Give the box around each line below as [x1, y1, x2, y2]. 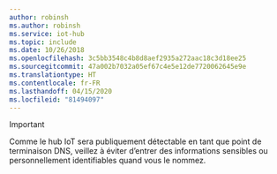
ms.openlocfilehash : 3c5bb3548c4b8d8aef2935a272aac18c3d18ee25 [9, 54, 247, 63]
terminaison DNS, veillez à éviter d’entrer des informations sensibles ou [9, 146, 269, 156]
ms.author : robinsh [9, 21, 81, 30]
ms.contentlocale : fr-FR [9, 79, 101, 87]
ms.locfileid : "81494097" [9, 95, 104, 104]
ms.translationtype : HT [9, 71, 97, 79]
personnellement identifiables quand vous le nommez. [9, 155, 206, 166]
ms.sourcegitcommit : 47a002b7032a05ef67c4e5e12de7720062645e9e [9, 63, 247, 72]
